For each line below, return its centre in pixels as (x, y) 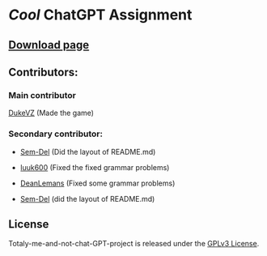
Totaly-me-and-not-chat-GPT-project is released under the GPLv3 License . (134, 244)
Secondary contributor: (56, 134)
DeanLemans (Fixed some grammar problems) (97, 183)
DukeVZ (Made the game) (51, 113)
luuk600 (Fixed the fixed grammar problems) (95, 167)
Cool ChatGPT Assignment (100, 15)
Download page (49, 45)
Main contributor (42, 95)
